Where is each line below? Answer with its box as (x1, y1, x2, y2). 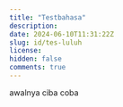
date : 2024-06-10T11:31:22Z (9, 29, 115, 38)
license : (9, 46, 42, 55)
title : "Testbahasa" (9, 12, 87, 22)
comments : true (9, 63, 66, 72)
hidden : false (9, 54, 63, 63)
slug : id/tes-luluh (9, 37, 83, 47)
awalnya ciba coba (9, 86, 79, 98)
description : (9, 21, 58, 30)
